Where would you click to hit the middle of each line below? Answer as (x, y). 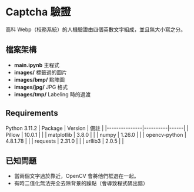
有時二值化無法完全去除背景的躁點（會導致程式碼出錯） (81, 183)
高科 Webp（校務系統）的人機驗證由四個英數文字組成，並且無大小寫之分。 (96, 29)
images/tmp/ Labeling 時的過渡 (52, 94)
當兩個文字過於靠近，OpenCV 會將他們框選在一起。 (76, 176)
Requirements (32, 113)
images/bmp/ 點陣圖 (39, 79)
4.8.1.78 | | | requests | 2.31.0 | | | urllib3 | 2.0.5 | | (65, 141)
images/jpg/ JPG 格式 (41, 87)
